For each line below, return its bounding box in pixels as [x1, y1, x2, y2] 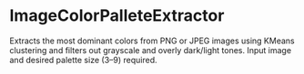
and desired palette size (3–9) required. [9, 54, 157, 65]
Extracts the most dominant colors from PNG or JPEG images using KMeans [9, 35, 295, 46]
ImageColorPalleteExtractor [9, 5, 225, 26]
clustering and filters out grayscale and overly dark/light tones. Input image [9, 44, 292, 55]
